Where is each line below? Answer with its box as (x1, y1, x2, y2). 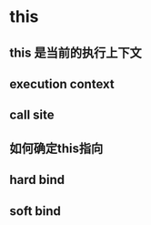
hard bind (9, 172, 65, 188)
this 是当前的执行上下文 (9, 45, 143, 60)
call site (9, 107, 55, 123)
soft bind (9, 203, 62, 219)
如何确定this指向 (9, 140, 104, 156)
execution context (9, 76, 116, 92)
